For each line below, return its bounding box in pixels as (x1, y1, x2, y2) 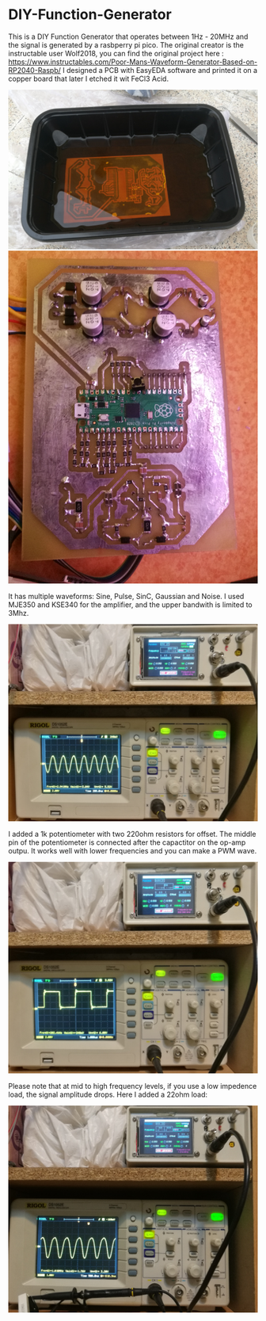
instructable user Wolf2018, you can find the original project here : (8, 48, 224, 58)
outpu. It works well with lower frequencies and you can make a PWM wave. (8, 846, 257, 855)
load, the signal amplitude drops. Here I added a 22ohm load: (8, 1090, 208, 1099)
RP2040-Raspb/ (8, 65, 62, 74)
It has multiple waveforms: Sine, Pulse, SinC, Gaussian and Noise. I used (8, 591, 245, 601)
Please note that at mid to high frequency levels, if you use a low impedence (8, 1082, 257, 1091)
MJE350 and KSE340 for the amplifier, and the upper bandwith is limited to (8, 600, 253, 609)
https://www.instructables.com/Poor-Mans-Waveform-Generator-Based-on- (8, 57, 258, 67)
